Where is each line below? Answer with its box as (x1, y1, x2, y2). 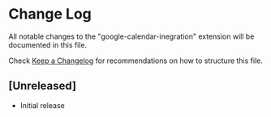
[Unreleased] (8, 79, 77, 93)
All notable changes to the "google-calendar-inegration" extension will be (8, 31, 255, 41)
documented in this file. (8, 40, 88, 49)
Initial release (19, 100, 65, 110)
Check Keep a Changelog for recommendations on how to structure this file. (8, 56, 264, 65)
